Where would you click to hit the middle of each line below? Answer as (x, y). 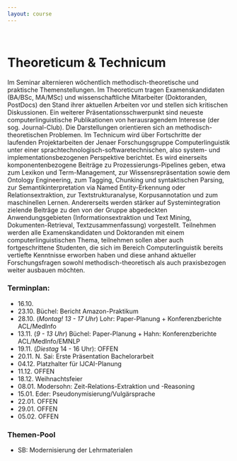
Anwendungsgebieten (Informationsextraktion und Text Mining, (99, 217)
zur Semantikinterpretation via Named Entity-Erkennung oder (97, 187)
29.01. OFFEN (37, 409)
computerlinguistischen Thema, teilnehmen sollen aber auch (96, 240)
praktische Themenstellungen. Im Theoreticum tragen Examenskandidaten (116, 90)
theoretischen (28, 134)
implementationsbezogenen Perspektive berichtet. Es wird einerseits (107, 157)
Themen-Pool (31, 434)
